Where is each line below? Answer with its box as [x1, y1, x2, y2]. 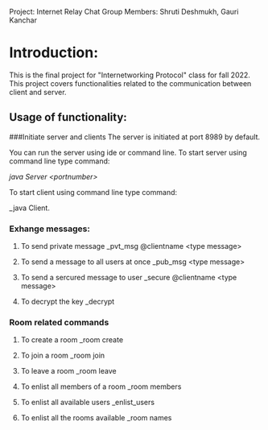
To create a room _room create [20, 335, 124, 345]
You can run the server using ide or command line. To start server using [9, 147, 248, 157]
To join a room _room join [20, 350, 105, 361]
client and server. [9, 87, 67, 97]
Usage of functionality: [9, 110, 127, 124]
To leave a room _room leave [20, 366, 117, 376]
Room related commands [9, 316, 109, 328]
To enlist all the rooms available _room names [20, 413, 172, 423]
